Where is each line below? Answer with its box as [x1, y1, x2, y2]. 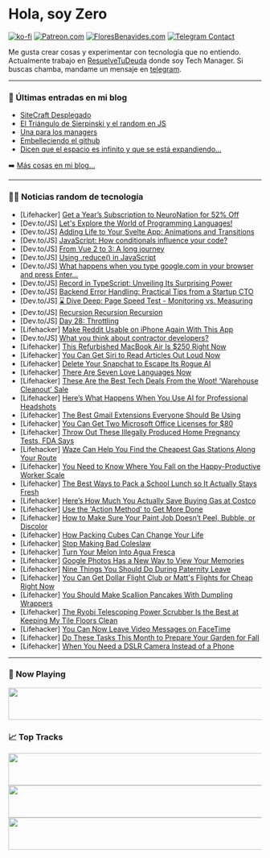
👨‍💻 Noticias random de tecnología [8, 191, 144, 202]
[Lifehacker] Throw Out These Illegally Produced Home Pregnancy [19, 427, 241, 437]
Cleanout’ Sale [19, 384, 69, 394]
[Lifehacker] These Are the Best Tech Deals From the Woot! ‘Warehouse [19, 375, 259, 385]
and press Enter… [19, 269, 79, 279]
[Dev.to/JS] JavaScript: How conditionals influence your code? [19, 235, 228, 245]
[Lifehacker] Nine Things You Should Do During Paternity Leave [19, 564, 231, 574]
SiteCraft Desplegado [19, 110, 92, 120]
